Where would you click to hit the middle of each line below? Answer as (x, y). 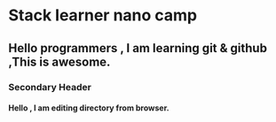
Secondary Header (50, 87)
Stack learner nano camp (103, 15)
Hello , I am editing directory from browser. (89, 108)
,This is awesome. (59, 61)
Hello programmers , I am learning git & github (138, 48)
